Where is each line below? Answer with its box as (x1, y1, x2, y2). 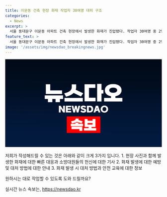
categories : (5, 13, 30, 18)
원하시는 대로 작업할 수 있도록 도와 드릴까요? (5, 176, 91, 182)
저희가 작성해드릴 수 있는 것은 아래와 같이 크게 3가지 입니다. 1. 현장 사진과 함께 (5, 153, 157, 159)
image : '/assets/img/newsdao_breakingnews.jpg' (5, 45, 106, 50)
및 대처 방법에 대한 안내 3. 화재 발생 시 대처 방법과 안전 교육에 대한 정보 (5, 165, 143, 171)
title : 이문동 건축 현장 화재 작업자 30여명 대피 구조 (5, 8, 102, 13)
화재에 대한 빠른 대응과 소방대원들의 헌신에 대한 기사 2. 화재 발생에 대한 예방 (14, 159, 162, 165)
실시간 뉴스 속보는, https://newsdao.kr (5, 186, 81, 192)
